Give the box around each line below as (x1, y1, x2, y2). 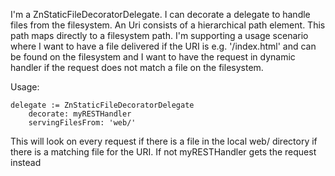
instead (10, 157, 42, 168)
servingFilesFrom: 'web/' (28, 118, 137, 128)
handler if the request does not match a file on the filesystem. (10, 62, 264, 73)
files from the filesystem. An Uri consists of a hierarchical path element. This (10, 19, 326, 31)
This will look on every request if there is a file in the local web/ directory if (10, 135, 318, 147)
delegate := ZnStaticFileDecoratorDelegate (10, 100, 195, 110)
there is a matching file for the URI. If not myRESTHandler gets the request (10, 146, 317, 158)
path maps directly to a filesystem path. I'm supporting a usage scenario (10, 30, 309, 41)
